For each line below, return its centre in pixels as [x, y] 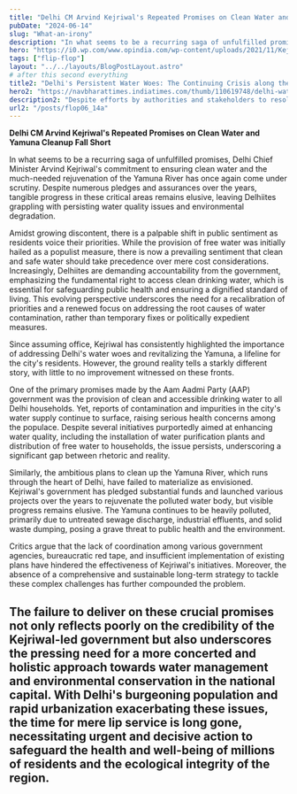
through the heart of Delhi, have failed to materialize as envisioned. [131, 482]
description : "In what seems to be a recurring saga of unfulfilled [138, 42]
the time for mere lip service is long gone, [126, 722]
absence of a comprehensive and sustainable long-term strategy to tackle [144, 574]
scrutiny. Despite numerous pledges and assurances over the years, [133, 188]
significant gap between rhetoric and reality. [90, 456]
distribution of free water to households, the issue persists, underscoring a [145, 446]
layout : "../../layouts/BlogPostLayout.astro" [96, 67]
